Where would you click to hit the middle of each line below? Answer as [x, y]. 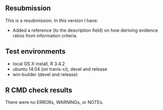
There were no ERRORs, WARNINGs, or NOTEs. [54, 102]
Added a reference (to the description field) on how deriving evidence [85, 30]
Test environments [35, 52]
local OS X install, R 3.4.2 [39, 64]
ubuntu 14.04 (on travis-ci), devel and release [60, 69]
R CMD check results [39, 90]
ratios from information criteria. [45, 35]
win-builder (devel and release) [45, 74]
